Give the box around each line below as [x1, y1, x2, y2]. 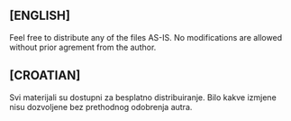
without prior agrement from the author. [9, 42, 157, 52]
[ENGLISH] [9, 8, 70, 23]
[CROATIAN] [9, 68, 81, 83]
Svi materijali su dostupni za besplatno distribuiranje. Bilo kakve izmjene [9, 91, 277, 103]
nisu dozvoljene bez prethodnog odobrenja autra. [9, 101, 193, 112]
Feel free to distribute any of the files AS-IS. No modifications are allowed [9, 32, 282, 42]
